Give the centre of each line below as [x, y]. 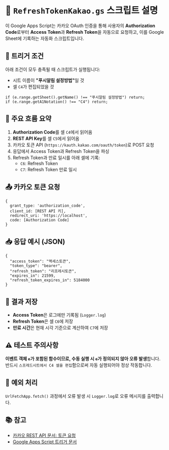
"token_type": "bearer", [36, 266]
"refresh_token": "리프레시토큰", [43, 272]
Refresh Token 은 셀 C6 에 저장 [43, 321]
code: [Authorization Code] [40, 220]
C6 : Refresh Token [39, 163]
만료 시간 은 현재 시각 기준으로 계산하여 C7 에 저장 [60, 328]
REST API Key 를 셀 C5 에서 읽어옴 [46, 138]
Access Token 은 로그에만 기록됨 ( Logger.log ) [59, 315]
